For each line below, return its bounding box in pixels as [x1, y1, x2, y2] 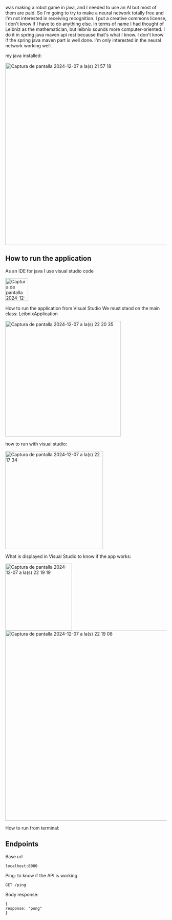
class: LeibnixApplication [5, 311, 58, 317]
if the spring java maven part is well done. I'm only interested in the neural [5, 37, 161, 43]
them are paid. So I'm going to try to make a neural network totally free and [5, 10, 164, 16]
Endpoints [5, 840, 39, 849]
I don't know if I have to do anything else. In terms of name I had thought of [5, 21, 164, 27]
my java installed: [5, 52, 42, 59]
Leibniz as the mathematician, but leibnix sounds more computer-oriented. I [5, 26, 165, 32]
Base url [5, 853, 23, 859]
